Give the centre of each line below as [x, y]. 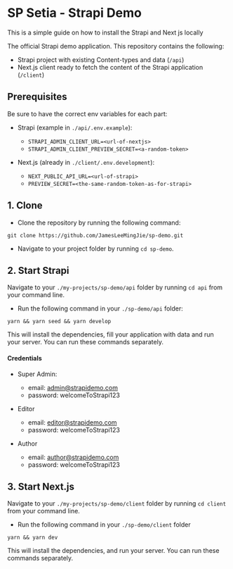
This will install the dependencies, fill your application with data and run [111, 334]
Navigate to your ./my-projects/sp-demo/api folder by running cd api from [115, 287]
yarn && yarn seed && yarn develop [59, 322]
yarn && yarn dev [33, 538]
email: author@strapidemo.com [73, 457]
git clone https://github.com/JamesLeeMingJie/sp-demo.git [95, 235]
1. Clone [25, 206]
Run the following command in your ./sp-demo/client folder [104, 525]
